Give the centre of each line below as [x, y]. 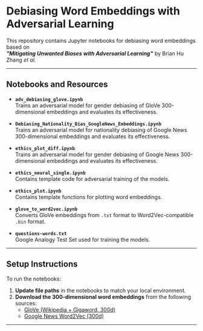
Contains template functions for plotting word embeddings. [89, 197]
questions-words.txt [41, 233]
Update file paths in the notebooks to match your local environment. [100, 290]
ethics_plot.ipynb [38, 191]
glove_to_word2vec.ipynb [46, 209]
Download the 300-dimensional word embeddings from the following [103, 297]
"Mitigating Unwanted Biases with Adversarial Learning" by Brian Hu [95, 53]
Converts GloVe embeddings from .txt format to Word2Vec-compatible [104, 215]
